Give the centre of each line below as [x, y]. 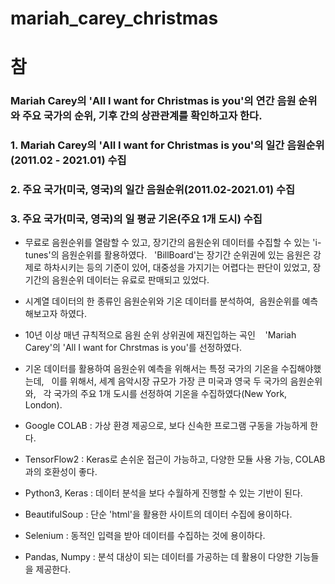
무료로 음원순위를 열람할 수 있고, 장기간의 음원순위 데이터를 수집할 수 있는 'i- [173, 243]
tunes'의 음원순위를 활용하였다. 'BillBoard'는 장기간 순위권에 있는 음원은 [168, 255]
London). [43, 405]
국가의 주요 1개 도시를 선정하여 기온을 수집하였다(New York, [170, 394]
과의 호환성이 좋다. [61, 472]
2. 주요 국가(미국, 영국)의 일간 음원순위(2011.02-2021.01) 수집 [153, 190]
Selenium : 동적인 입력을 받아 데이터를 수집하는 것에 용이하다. [145, 536]
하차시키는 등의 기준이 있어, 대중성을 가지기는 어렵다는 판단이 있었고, [177, 268]
